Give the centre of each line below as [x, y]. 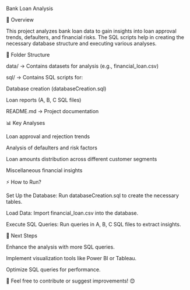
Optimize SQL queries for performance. [53, 270]
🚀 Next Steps [22, 235]
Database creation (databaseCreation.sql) [56, 89]
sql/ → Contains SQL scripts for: [45, 77]
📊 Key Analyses [26, 123]
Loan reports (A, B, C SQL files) [44, 100]
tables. [14, 202]
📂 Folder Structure [28, 55]
